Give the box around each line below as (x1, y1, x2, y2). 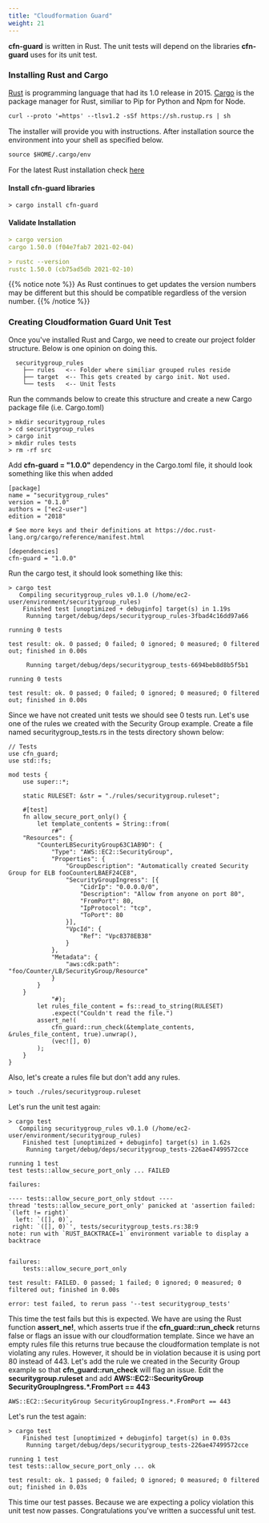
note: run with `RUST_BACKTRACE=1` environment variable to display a (8, 1230, 249, 1238)
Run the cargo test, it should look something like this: (8, 568, 183, 578)
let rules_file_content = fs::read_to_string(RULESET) (37, 1002, 224, 1010)
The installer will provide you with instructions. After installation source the (8, 126, 255, 136)
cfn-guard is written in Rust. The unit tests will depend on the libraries (8, 41, 240, 50)
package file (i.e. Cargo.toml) (8, 402, 105, 412)
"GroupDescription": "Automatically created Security (65, 862, 249, 870)
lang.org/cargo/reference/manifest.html (8, 533, 146, 541)
